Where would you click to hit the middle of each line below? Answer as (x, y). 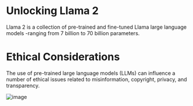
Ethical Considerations (63, 57)
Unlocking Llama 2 (53, 11)
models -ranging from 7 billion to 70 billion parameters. (73, 33)
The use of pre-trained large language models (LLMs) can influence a (91, 73)
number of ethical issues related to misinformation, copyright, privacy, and (97, 79)
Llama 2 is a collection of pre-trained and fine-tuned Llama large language (97, 27)
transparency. (23, 86)
